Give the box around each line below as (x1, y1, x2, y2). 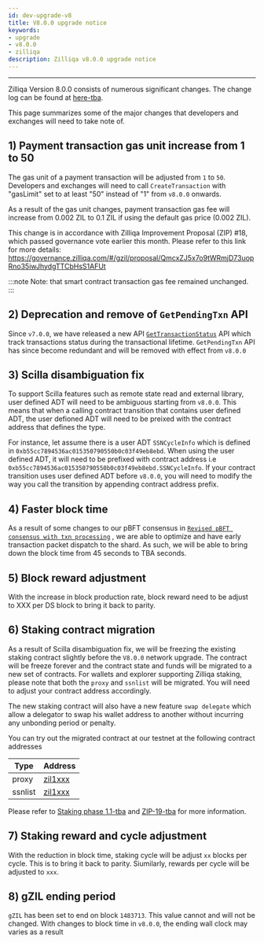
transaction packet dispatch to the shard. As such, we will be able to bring (8, 540, 248, 549)
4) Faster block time (8, 502, 108, 516)
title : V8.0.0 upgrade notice (8, 19, 108, 27)
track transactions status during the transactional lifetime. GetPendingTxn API (8, 337, 255, 346)
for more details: (8, 245, 61, 254)
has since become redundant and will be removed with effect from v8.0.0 (8, 346, 247, 355)
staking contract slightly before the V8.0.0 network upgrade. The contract (8, 653, 247, 662)
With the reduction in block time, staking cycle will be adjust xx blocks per (8, 850, 247, 860)
